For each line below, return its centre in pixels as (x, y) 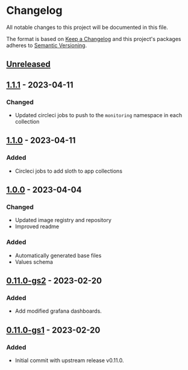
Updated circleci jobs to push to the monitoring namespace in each (99, 115)
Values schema (34, 262)
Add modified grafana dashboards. (58, 311)
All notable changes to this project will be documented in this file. (87, 27)
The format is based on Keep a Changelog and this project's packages (94, 39)
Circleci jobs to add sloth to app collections (68, 171)
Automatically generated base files (58, 255)
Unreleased (29, 64)
